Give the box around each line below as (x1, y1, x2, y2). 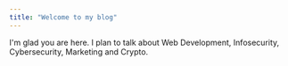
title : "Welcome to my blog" (9, 12, 118, 22)
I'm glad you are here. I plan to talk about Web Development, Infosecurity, (9, 37, 280, 48)
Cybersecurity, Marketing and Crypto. (9, 46, 149, 57)
